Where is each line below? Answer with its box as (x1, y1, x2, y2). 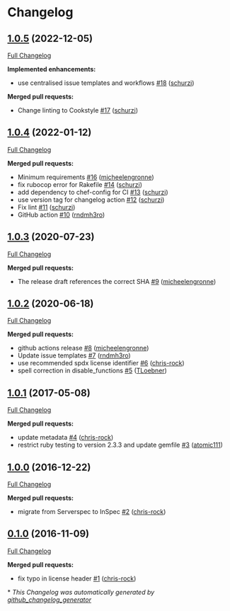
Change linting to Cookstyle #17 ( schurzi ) (17, 106, 139, 114)
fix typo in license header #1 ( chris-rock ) (17, 574, 137, 583)
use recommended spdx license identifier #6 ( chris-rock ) (17, 359, 185, 367)
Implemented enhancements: (7, 65, 96, 73)
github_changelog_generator (7, 595, 92, 604)
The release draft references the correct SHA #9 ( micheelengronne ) (17, 277, 217, 285)
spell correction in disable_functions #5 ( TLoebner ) (17, 366, 168, 375)
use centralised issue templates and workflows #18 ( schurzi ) (17, 79, 195, 87)
